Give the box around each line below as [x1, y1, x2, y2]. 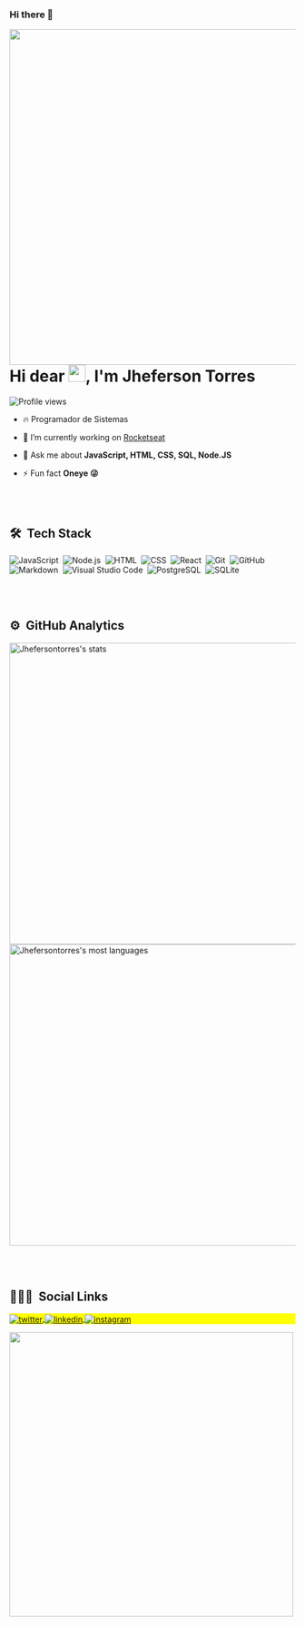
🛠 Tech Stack [9, 526, 93, 541]
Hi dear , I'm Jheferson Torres [9, 366, 256, 387]
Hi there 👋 [9, 8, 54, 21]
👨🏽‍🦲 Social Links [9, 1289, 109, 1305]
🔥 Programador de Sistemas [22, 414, 129, 425]
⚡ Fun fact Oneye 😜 [22, 468, 99, 479]
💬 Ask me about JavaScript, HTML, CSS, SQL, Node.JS [22, 449, 232, 460]
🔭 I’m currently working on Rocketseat [22, 432, 166, 443]
